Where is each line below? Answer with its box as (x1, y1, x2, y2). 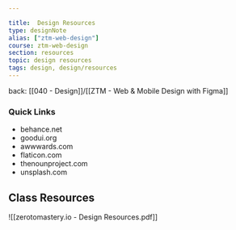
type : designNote (8, 26, 67, 35)
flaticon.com (19, 150, 62, 160)
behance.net (19, 124, 63, 134)
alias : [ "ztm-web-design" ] (8, 34, 99, 42)
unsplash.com (19, 167, 67, 178)
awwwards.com (19, 142, 74, 152)
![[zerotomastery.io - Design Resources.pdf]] (8, 211, 158, 222)
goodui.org (19, 133, 57, 143)
